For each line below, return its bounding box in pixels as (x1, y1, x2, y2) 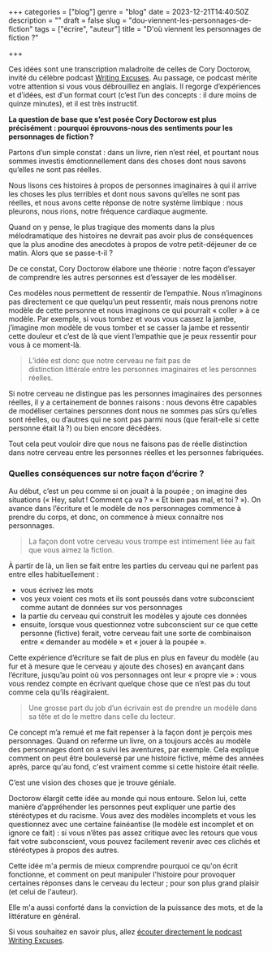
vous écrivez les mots (19, 585, 93, 596)
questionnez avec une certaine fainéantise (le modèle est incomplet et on (8, 820, 254, 830)
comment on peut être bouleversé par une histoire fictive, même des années (8, 753, 265, 763)
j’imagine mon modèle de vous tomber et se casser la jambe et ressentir (8, 323, 249, 332)
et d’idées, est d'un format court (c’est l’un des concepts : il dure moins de (8, 90, 257, 100)
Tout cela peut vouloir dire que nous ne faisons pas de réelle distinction (8, 439, 248, 448)
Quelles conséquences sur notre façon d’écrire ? (8, 467, 205, 479)
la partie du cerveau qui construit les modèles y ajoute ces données (19, 611, 248, 621)
